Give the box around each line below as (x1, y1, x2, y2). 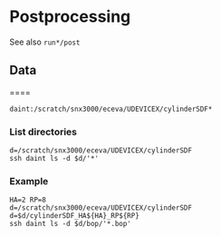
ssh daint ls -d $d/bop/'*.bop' (9, 220, 131, 229)
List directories (9, 125, 78, 138)
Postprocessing (9, 6, 131, 27)
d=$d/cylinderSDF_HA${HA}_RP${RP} (9, 212, 140, 221)
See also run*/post (9, 36, 81, 47)
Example (9, 174, 49, 187)
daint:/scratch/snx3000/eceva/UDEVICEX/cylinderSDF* (9, 104, 213, 114)
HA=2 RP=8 (9, 195, 47, 205)
